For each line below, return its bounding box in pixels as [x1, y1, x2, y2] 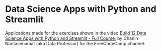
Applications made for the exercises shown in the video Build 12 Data [5, 30, 147, 36]
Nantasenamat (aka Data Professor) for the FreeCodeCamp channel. [5, 40, 146, 46]
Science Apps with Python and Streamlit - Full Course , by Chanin [5, 35, 138, 41]
